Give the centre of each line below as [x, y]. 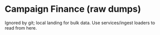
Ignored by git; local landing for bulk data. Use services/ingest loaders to [80, 23]
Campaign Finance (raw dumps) [73, 9]
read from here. [21, 28]
